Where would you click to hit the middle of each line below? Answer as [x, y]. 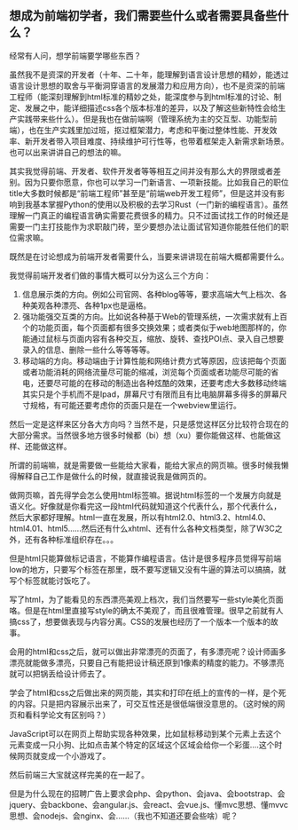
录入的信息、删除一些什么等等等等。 [88, 350]
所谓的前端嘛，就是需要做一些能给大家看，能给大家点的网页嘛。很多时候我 [145, 465]
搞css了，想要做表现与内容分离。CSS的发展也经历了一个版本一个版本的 [140, 621]
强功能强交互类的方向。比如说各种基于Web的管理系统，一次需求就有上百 [155, 316]
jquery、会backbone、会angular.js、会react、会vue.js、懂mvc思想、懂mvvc [149, 804]
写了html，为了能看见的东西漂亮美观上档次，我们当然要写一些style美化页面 [146, 599]
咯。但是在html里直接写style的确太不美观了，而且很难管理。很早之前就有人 [146, 610]
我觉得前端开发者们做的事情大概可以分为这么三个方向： [110, 275]
